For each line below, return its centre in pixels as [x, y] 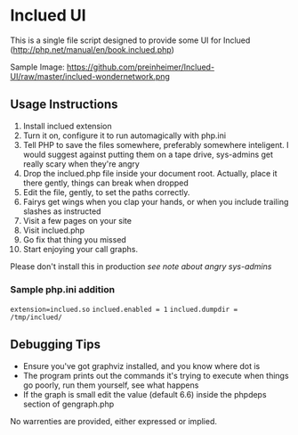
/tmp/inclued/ [36, 317]
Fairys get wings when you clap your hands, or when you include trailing [156, 201]
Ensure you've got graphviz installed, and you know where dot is [141, 365]
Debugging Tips [56, 345]
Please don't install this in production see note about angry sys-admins [141, 266]
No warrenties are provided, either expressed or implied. [113, 421]
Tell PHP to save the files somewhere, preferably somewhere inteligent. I [156, 144]
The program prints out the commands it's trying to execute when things [156, 375]
